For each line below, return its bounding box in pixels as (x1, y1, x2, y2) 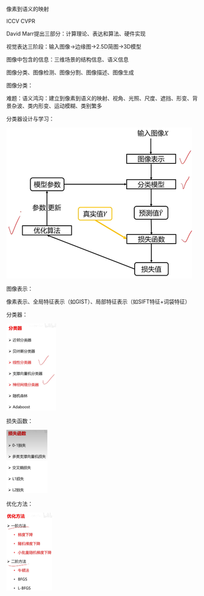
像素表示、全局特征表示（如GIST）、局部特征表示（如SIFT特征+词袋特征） (6, 297, 191, 305)
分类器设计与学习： (6, 115, 55, 122)
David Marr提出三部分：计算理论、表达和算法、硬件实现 (6, 30, 146, 37)
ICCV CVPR (6, 18, 35, 24)
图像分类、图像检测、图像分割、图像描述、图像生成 (6, 69, 134, 76)
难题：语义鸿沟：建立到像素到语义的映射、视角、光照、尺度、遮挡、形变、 (6, 95, 192, 102)
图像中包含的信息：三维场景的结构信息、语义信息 (6, 56, 129, 63)
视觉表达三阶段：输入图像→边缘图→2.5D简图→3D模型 (6, 43, 141, 50)
